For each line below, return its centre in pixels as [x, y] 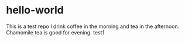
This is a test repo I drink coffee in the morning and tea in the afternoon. [93, 26]
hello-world [35, 10]
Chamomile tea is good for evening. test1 [55, 32]
